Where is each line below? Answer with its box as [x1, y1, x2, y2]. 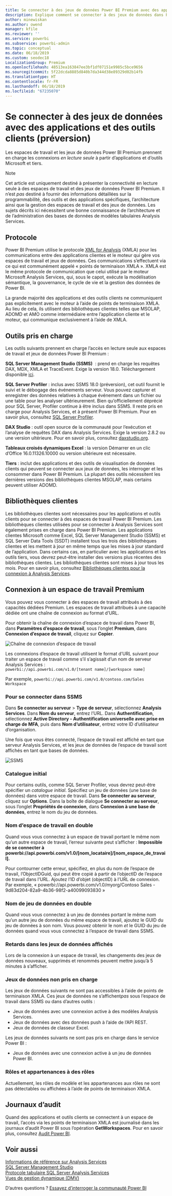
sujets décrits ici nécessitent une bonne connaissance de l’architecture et [5, 207, 160, 213]
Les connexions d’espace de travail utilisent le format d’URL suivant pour [5, 650, 159, 656]
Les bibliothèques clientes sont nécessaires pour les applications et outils [5, 510, 161, 516]
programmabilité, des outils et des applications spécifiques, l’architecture [5, 196, 160, 203]
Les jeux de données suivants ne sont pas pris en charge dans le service [5, 1034, 159, 1041]
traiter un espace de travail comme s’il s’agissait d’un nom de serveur [5, 656, 152, 662]
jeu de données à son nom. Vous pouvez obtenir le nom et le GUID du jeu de [5, 922, 166, 928]
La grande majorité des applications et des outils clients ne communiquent [5, 295, 162, 301]
